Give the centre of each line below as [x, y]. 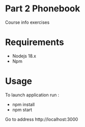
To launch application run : [32, 95]
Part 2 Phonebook [43, 9]
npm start [22, 110]
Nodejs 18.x [24, 56]
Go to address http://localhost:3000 [42, 119]
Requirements [35, 42]
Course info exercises [27, 22]
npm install [23, 104]
